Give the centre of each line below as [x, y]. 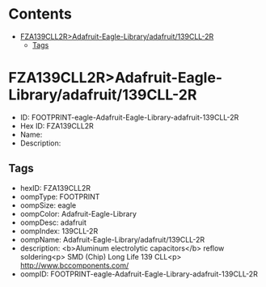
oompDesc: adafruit [53, 222]
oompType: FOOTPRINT [60, 196]
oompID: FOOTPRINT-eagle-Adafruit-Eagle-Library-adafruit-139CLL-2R [139, 274]
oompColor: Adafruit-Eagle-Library [78, 213]
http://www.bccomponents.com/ [74, 265]
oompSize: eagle [48, 205]
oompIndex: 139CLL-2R [59, 230]
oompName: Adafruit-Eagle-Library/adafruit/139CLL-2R [112, 239]
